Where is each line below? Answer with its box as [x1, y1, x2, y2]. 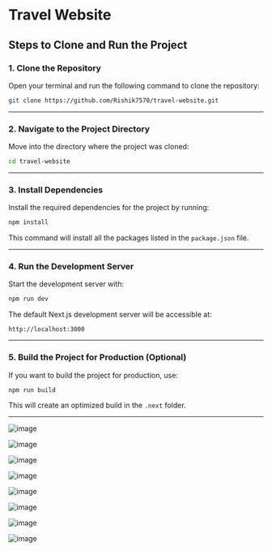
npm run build [8, 385, 57, 394]
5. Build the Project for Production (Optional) [8, 351, 187, 363]
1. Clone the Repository [8, 62, 101, 74]
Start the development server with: [8, 279, 124, 289]
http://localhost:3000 [8, 325, 85, 334]
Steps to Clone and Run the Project [8, 38, 188, 52]
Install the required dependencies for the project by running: [8, 203, 210, 213]
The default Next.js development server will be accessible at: [8, 310, 212, 320]
